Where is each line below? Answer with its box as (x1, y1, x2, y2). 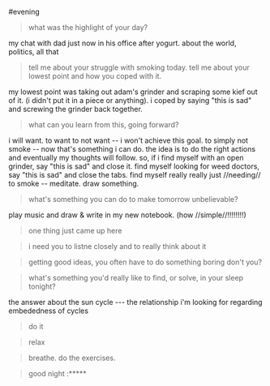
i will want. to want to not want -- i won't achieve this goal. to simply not (8, 135, 249, 145)
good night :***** (28, 369, 87, 378)
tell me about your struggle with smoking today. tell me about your (28, 62, 250, 72)
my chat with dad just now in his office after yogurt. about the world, (8, 38, 237, 48)
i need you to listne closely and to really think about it (28, 242, 207, 251)
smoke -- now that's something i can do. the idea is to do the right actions (8, 144, 256, 153)
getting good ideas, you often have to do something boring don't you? (28, 257, 262, 267)
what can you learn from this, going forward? (28, 120, 179, 129)
